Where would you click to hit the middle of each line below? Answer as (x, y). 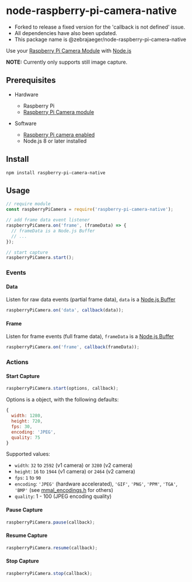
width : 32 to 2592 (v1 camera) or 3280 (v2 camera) (74, 465)
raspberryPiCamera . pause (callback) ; (50, 522)
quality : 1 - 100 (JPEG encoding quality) (63, 496)
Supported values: (28, 454)
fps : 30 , (22, 427)
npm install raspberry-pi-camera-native (56, 173)
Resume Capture (27, 535)
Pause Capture (25, 510)
